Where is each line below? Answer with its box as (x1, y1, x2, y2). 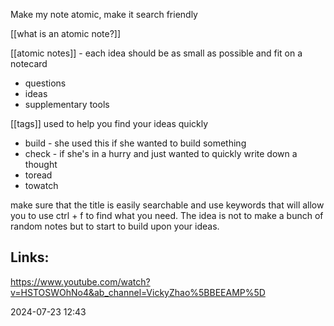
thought (24, 159, 58, 170)
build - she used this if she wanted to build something (24, 137, 247, 149)
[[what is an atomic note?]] (10, 28, 122, 39)
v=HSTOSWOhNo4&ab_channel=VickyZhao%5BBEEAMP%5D (10, 286, 266, 298)
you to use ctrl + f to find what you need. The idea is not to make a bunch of (10, 210, 324, 221)
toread (24, 169, 53, 181)
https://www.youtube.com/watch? (10, 275, 151, 288)
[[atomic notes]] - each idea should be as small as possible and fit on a (10, 47, 303, 59)
